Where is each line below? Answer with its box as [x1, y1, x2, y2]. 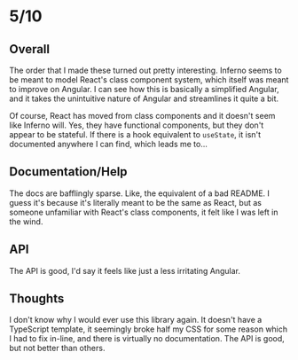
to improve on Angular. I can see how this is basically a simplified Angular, [9, 84, 279, 94]
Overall [9, 42, 51, 57]
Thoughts [9, 291, 65, 307]
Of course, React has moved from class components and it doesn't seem [9, 111, 276, 121]
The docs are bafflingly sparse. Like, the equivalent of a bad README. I [9, 188, 271, 199]
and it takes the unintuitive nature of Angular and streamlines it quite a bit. [9, 93, 279, 104]
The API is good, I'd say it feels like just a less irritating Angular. [9, 265, 241, 276]
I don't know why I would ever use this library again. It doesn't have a [9, 315, 263, 325]
